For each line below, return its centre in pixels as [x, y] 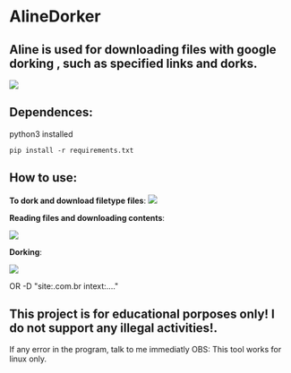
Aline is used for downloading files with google [143, 50]
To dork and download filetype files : [77, 200]
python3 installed [41, 134]
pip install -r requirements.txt [72, 150]
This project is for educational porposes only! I [142, 314]
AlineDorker [55, 17]
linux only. [28, 359]
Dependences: [51, 112]
